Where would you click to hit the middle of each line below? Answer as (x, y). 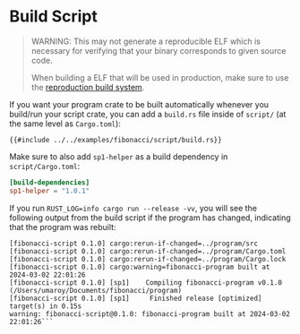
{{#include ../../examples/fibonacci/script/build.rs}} (116, 140)
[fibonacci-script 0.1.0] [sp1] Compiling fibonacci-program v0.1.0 (146, 283)
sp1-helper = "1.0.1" (50, 191)
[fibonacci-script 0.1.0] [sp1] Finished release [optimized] (136, 298)
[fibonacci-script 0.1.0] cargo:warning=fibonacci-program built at (140, 267)
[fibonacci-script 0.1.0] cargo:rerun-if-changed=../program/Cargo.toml (148, 251)
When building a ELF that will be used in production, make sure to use (160, 77)
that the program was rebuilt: (63, 227)
